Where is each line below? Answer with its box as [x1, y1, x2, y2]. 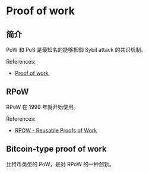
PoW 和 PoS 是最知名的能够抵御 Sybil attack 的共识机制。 [6, 46, 147, 53]
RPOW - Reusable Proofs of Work [14, 127, 97, 134]
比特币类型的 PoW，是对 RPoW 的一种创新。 [6, 161, 115, 168]
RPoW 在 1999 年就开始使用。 [6, 103, 79, 111]
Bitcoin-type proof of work [6, 144, 107, 154]
